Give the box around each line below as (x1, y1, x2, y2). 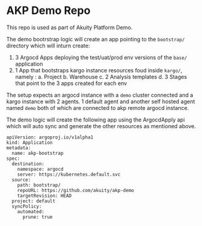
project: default (12, 198, 56, 204)
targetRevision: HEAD (17, 193, 72, 199)
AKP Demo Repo (6, 4, 91, 18)
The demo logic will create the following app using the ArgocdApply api (6, 116, 185, 123)
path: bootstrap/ (17, 182, 61, 188)
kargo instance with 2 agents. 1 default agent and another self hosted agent (6, 98, 195, 105)
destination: (12, 160, 45, 167)
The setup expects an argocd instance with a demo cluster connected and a (6, 91, 194, 98)
